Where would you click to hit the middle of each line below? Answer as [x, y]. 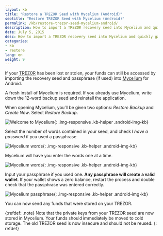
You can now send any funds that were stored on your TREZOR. [69, 204]
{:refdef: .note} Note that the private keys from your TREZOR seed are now [80, 213]
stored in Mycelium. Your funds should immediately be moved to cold [74, 218]
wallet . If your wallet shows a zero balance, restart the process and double [80, 180]
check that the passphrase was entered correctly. [55, 185]
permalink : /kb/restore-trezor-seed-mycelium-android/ [62, 23]
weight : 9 [15, 59]
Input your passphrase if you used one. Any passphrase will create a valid [80, 174]
